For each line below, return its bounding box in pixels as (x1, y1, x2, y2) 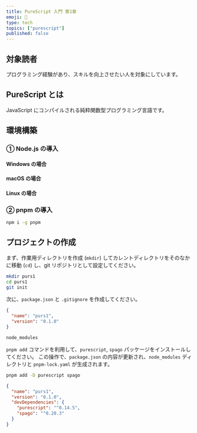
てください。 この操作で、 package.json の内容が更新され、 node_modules (6, 353, 181, 360)
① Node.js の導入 (6, 145, 59, 153)
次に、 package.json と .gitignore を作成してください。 (6, 296, 141, 303)
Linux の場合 (6, 190, 37, 197)
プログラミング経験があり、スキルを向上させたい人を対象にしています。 (6, 70, 181, 77)
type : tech (6, 19, 33, 25)
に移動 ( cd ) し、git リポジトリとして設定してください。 (6, 261, 139, 269)
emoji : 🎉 (6, 14, 28, 20)
